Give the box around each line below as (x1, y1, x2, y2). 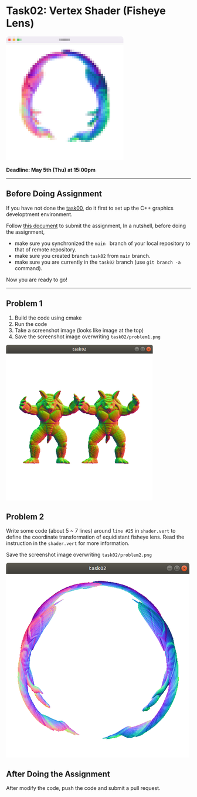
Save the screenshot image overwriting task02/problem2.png (6, 551, 152, 559)
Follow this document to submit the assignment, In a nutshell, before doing (6, 222, 186, 229)
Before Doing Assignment (6, 189, 103, 199)
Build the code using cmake (14, 314, 82, 321)
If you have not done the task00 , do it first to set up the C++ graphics (6, 204, 174, 211)
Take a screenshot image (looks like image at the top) (14, 327, 144, 334)
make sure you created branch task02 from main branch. (14, 252, 151, 259)
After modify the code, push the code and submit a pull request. (6, 785, 161, 792)
